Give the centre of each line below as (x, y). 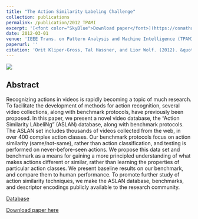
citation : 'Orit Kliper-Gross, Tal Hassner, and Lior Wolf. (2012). (92, 50)
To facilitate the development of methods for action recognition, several (93, 105)
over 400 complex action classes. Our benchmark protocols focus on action (98, 137)
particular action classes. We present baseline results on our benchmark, (95, 168)
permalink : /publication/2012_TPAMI (51, 22)
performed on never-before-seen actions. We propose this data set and (93, 149)
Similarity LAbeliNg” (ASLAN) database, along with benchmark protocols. (95, 124)
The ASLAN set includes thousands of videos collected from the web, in (93, 130)
